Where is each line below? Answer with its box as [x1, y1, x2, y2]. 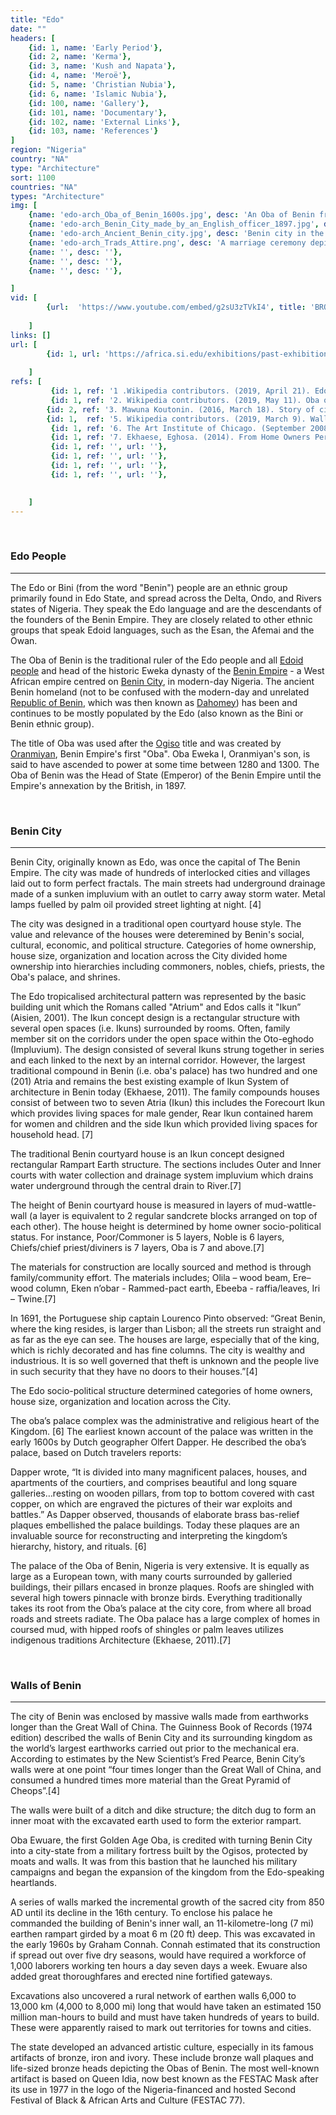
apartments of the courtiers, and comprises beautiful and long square [10, 1476, 298, 1488]
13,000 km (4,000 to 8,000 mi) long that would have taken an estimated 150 [10, 2001, 322, 2013]
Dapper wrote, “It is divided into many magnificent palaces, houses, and [10, 1466, 308, 1478]
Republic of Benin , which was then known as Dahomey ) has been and [10, 696, 298, 708]
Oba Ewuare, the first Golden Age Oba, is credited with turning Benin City [10, 1834, 313, 1846]
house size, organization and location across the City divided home [10, 949, 288, 961]
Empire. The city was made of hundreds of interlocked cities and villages [10, 866, 311, 878]
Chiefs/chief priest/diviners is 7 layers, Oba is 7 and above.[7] [10, 1241, 265, 1253]
